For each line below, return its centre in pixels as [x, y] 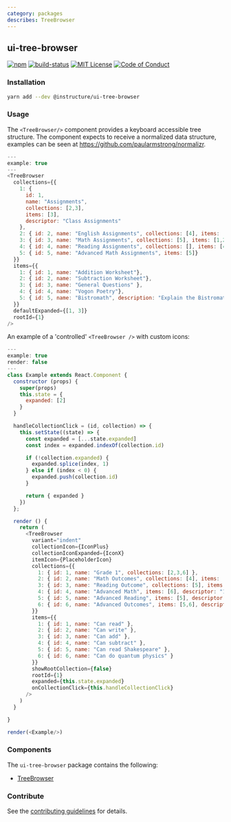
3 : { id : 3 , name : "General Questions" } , [81, 285]
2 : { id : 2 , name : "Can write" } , [87, 630]
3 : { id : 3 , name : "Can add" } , [84, 637]
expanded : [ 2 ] [46, 401]
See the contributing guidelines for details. [67, 811]
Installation [26, 82]
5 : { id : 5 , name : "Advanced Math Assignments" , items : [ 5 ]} [109, 253]
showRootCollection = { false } [72, 669]
